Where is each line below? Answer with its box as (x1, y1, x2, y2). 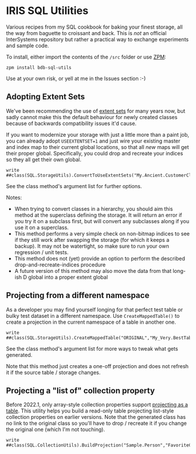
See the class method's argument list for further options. (6, 182, 142, 189)
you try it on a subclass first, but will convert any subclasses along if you (14, 217, 190, 224)
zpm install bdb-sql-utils (6, 64, 72, 71)
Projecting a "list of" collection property (6, 386, 155, 396)
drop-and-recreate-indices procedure (14, 261, 106, 268)
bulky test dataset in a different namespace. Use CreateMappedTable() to (6, 312, 180, 319)
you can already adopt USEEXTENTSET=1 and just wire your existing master (6, 137, 181, 144)
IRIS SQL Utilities (6, 4, 89, 18)
